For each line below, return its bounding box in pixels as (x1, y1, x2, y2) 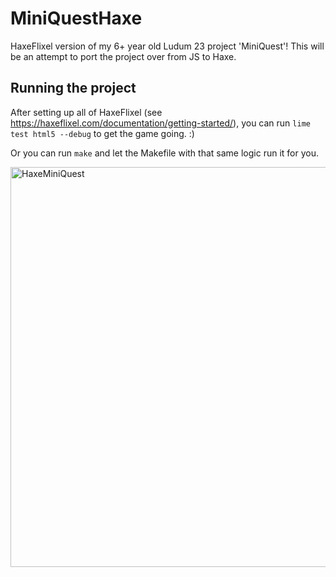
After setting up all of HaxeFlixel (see (10, 106, 163, 118)
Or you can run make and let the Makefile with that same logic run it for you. (10, 147, 319, 159)
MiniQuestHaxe (10, 7, 143, 30)
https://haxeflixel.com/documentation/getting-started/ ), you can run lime (10, 117, 311, 129)
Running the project (10, 80, 137, 97)
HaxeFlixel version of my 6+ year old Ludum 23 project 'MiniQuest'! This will (10, 40, 325, 52)
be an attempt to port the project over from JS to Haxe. (10, 50, 237, 62)
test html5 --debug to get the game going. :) (10, 127, 195, 139)
